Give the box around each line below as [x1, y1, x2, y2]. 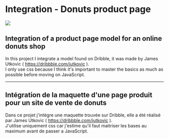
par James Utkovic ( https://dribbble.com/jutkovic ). [5, 117, 113, 123]
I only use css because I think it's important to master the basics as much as [5, 66, 163, 72]
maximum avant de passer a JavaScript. [5, 128, 89, 134]
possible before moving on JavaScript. [5, 71, 86, 77]
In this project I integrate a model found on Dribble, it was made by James [5, 55, 158, 61]
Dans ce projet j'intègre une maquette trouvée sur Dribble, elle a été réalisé [5, 112, 161, 118]
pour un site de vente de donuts [5, 99, 107, 107]
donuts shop [5, 42, 46, 51]
